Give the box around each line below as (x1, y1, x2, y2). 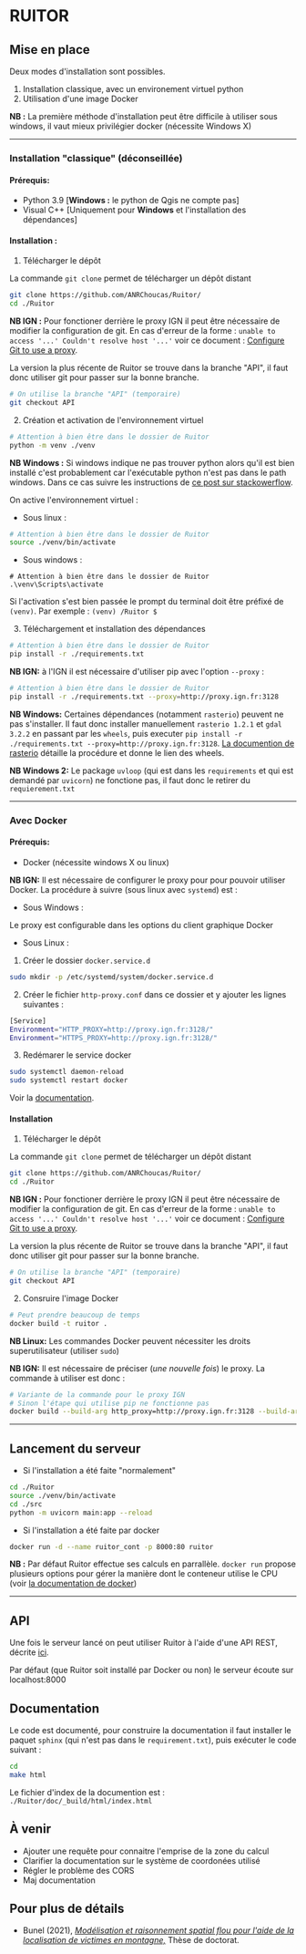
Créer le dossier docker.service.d (22, 955, 151, 966)
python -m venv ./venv (9, 440, 96, 450)
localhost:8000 (9, 1674, 66, 1685)
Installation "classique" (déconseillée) (9, 151, 183, 164)
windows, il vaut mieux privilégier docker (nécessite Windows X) (9, 120, 252, 131)
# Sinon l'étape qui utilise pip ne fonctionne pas (9, 1399, 209, 1408)
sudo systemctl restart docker (9, 1076, 128, 1085)
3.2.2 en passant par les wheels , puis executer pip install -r (9, 728, 243, 739)
